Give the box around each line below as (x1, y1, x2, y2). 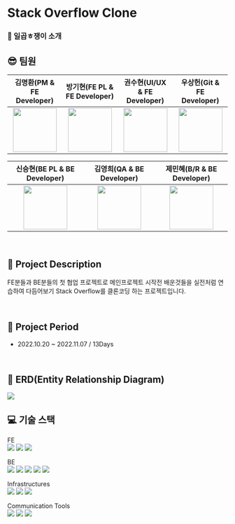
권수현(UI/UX (124, 77, 166, 87)
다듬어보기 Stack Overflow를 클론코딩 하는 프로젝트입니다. (25, 286, 187, 295)
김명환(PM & (15, 77, 55, 87)
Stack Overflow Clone (7, 5, 138, 21)
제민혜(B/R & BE (165, 163, 218, 173)
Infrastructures (7, 480, 50, 488)
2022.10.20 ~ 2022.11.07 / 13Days (17, 340, 114, 348)
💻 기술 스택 (7, 414, 55, 426)
